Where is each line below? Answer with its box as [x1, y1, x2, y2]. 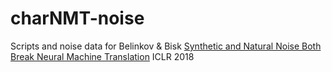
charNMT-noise [10, 7, 145, 30]
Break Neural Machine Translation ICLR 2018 [10, 50, 195, 62]
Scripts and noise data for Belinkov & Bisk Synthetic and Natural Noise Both [10, 40, 322, 52]
